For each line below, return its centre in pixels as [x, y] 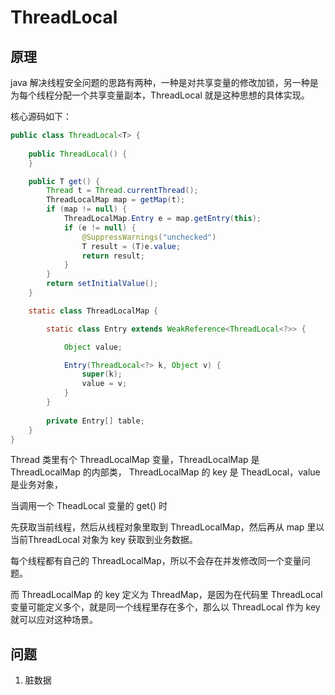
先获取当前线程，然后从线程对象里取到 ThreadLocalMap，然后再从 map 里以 [167, 527]
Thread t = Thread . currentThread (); [122, 191]
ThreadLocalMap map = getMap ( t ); [116, 200]
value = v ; [104, 384]
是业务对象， [36, 485]
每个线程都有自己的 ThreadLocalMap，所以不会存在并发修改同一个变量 [156, 561]
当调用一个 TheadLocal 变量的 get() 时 [89, 506]
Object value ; [93, 347]
